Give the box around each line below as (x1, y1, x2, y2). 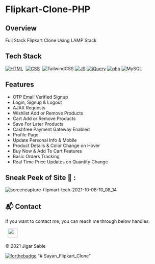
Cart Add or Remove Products (12, 115, 76, 122)
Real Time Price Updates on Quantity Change (12, 159, 108, 165)
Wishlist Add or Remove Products (12, 110, 83, 116)
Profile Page (12, 131, 39, 138)
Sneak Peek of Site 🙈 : (5, 173, 76, 182)
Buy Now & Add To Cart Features (12, 148, 83, 154)
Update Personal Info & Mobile (12, 137, 77, 143)
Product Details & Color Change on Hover (12, 142, 100, 149)
